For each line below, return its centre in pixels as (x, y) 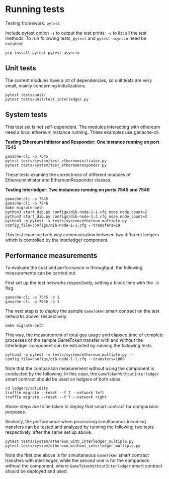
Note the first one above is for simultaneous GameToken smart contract (77, 455)
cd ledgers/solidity (27, 389)
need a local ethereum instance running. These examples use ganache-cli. (82, 132)
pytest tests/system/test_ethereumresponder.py (56, 165)
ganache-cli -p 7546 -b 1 (32, 302)
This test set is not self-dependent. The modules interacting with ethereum (83, 127)
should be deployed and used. (37, 471)
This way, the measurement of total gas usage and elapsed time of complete (84, 335)
